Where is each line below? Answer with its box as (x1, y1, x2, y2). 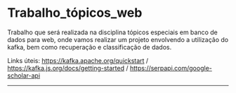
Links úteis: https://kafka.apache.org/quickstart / (7, 56, 149, 64)
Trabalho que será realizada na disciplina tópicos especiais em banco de (7, 28, 218, 36)
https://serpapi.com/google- (129, 64, 212, 72)
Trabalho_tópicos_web (7, 5, 143, 21)
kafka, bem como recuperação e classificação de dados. (7, 43, 172, 51)
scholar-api (7, 71, 41, 80)
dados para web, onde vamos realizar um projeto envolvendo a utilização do (7, 35, 229, 43)
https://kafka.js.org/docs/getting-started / (7, 64, 129, 72)
